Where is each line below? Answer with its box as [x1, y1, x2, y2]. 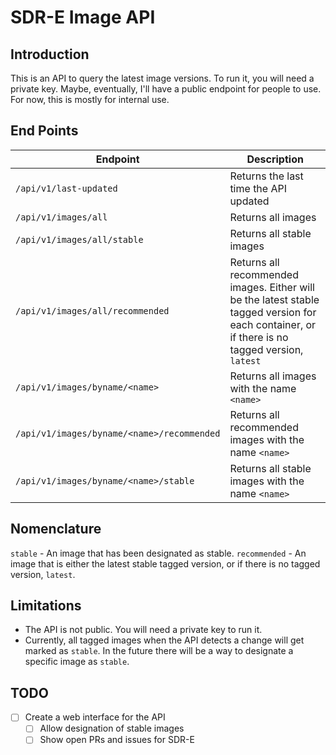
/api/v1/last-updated [15, 182, 118, 194]
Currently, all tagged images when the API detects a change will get [24, 634, 305, 646]
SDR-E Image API [10, 6, 156, 29]
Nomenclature [10, 521, 102, 538]
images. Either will [229, 280, 315, 294]
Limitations [10, 597, 82, 615]
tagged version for [229, 305, 317, 319]
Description [246, 152, 304, 166]
